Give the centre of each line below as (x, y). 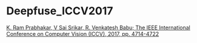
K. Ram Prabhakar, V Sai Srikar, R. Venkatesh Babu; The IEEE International (98, 27)
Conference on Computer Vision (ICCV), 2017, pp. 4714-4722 (83, 33)
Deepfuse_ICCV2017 (60, 11)
